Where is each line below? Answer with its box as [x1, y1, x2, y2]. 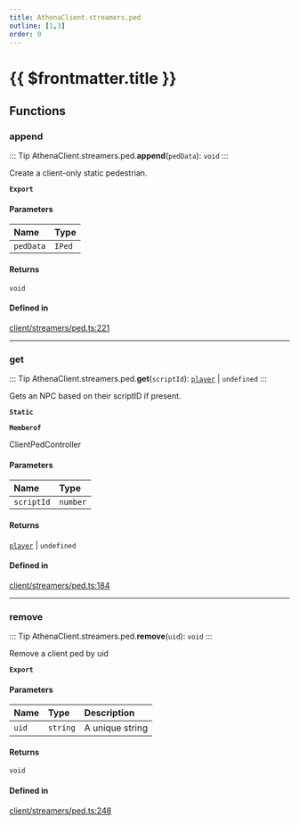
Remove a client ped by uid [9, 648, 109, 659]
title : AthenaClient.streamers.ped [9, 12, 141, 22]
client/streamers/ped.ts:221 [9, 322, 110, 333]
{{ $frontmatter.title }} [9, 68, 177, 88]
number [59, 497, 87, 507]
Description [84, 706, 135, 719]
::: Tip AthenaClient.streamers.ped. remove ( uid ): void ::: [9, 631, 213, 642]
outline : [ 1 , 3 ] [9, 21, 66, 30]
